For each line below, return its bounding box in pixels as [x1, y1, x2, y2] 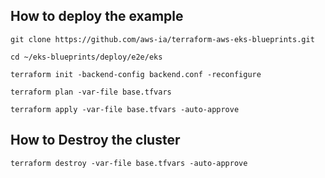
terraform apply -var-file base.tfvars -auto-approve [10, 104, 240, 114]
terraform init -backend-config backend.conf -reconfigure [10, 69, 262, 79]
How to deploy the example [10, 8, 184, 25]
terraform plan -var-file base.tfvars [10, 87, 172, 97]
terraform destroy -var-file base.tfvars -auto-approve [10, 158, 248, 168]
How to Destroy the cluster [10, 132, 181, 149]
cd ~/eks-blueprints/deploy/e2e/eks [10, 52, 163, 62]
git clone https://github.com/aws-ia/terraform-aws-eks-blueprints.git [10, 34, 315, 44]
